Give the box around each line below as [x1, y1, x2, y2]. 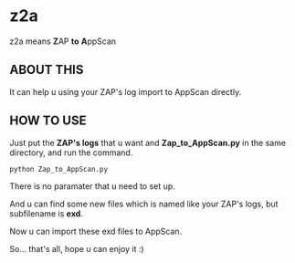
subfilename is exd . [9, 207, 84, 219]
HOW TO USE [9, 113, 87, 129]
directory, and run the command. [9, 147, 133, 158]
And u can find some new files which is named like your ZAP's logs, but [9, 198, 279, 209]
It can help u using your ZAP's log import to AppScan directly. [9, 86, 242, 97]
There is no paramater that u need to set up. [9, 180, 175, 192]
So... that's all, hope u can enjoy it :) [9, 243, 144, 254]
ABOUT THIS [9, 62, 84, 78]
